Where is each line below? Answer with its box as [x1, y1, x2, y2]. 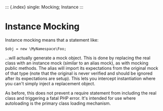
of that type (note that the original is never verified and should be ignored [5, 70, 153, 76]
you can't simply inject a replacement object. [5, 80, 96, 86]
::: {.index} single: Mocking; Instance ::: [5, 4, 84, 10]
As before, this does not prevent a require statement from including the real [5, 90, 157, 96]
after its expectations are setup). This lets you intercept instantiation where [5, 75, 156, 81]
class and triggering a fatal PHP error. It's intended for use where [5, 95, 136, 101]
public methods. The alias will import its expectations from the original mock [5, 65, 159, 71]
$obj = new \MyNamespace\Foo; [5, 46, 67, 51]
